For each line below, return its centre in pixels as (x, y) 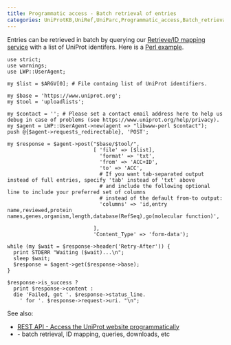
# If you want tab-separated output (152, 174)
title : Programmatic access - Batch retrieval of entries (92, 13)
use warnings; (27, 65)
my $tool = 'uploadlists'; (46, 102)
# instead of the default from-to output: (161, 198)
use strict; (24, 59)
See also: (20, 313)
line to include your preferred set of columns (77, 192)
